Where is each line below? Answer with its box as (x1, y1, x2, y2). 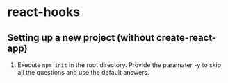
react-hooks (7, 4, 80, 20)
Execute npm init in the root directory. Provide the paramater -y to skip (17, 61, 222, 69)
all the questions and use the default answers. (17, 68, 149, 76)
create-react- (156, 32, 217, 44)
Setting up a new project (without (7, 32, 155, 44)
